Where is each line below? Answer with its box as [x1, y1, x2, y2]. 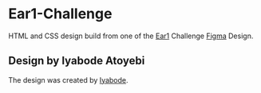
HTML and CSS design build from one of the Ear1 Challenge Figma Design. [8, 31, 254, 41]
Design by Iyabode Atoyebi [8, 54, 145, 68]
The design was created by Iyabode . [8, 75, 129, 84]
